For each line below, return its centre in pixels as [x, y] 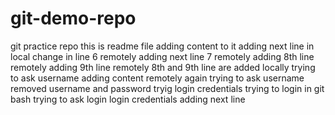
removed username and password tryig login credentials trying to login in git [167, 88]
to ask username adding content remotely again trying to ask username [157, 78]
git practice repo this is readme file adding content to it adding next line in [162, 46]
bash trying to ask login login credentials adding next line [128, 99]
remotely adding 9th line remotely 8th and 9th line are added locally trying [163, 67]
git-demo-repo [73, 18]
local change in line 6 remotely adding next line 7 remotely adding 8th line [162, 56]
